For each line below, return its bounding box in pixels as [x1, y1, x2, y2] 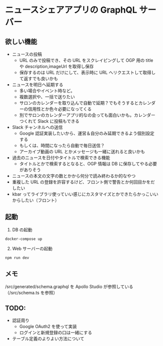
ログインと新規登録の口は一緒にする [19, 329, 92, 336]
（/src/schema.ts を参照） [5, 290, 58, 295]
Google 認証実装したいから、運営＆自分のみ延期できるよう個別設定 [19, 130, 155, 136]
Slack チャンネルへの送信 [12, 125, 63, 130]
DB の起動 [12, 227, 33, 233]
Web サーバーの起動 [12, 245, 53, 251]
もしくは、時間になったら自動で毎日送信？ [19, 143, 105, 148]
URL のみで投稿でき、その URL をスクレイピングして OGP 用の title [19, 57, 153, 63]
